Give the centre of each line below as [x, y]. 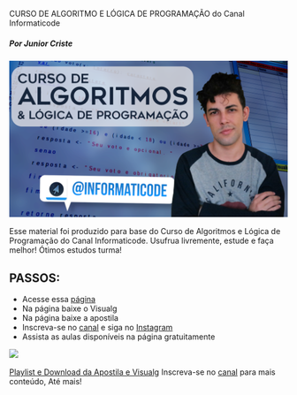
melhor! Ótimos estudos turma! [65, 250]
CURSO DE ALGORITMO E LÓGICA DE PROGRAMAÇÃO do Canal [127, 14]
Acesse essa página [58, 300]
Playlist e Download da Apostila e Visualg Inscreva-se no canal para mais [142, 372]
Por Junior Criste [41, 43]
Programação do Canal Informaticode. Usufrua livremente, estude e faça [141, 241]
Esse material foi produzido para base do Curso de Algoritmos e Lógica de [145, 232]
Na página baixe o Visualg [69, 308]
